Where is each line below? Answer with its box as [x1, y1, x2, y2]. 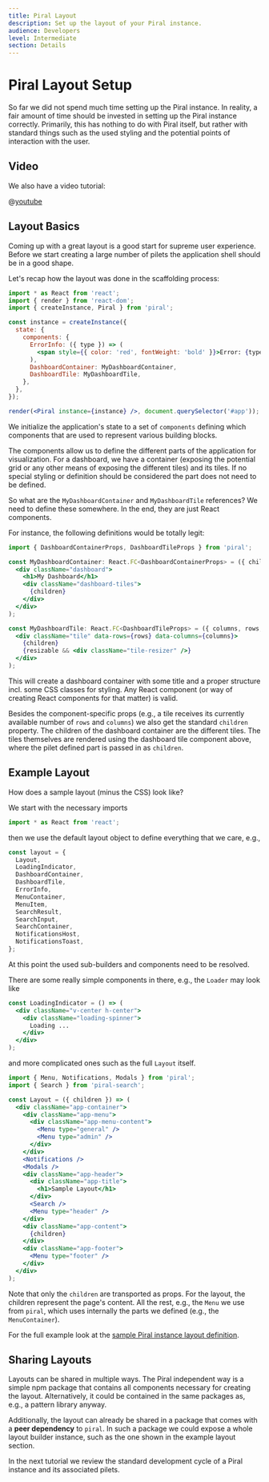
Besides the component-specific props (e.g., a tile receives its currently [8, 708, 245, 718]
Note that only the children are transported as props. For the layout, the [8, 1289, 246, 1299]
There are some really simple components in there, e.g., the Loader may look [8, 975, 260, 985]
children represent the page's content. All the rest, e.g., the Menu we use [8, 1297, 245, 1307]
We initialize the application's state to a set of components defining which [8, 421, 247, 431]
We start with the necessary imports [8, 803, 128, 812]
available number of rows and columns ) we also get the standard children [8, 717, 248, 727]
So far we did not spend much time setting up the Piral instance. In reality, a [8, 103, 258, 112]
